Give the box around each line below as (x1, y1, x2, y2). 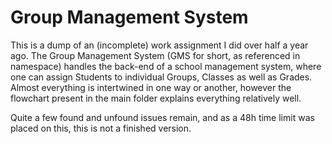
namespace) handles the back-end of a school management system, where (10, 60, 322, 72)
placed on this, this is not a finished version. (10, 122, 192, 134)
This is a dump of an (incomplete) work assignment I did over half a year (10, 39, 309, 51)
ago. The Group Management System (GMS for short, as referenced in (10, 49, 301, 61)
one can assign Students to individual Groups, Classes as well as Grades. (10, 71, 313, 83)
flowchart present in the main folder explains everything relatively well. (10, 92, 302, 104)
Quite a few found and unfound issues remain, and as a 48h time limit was (10, 111, 315, 123)
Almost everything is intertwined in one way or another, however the (10, 81, 292, 93)
